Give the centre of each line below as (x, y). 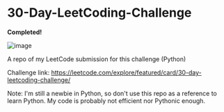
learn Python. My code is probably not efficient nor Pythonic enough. (106, 101)
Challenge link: (29, 72)
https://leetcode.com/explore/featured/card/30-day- (126, 72)
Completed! (25, 32)
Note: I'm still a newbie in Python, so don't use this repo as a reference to (112, 93)
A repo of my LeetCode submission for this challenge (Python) (97, 59)
